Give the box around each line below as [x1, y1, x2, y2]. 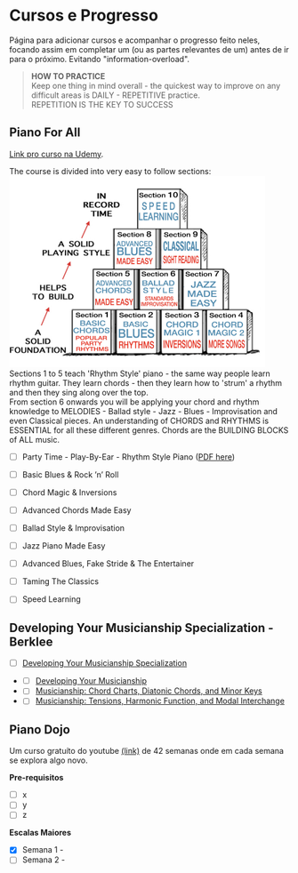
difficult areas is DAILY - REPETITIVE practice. [30, 90, 201, 100]
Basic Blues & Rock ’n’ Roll [21, 469, 119, 480]
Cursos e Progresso [9, 5, 158, 26]
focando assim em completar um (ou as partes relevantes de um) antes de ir [9, 44, 289, 54]
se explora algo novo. [9, 755, 88, 765]
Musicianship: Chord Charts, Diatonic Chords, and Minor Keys [35, 685, 262, 696]
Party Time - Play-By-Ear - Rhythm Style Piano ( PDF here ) [21, 451, 236, 462]
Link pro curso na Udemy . [9, 148, 104, 159]
